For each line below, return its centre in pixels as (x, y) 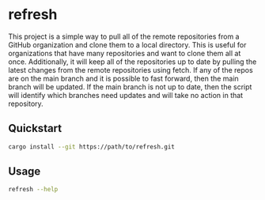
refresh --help (33, 190)
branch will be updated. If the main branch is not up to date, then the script (130, 87)
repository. (26, 104)
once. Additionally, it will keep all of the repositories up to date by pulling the (132, 62)
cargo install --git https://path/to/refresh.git (92, 147)
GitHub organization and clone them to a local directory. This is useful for (127, 44)
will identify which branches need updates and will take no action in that (126, 95)
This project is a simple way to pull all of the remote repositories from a (124, 36)
